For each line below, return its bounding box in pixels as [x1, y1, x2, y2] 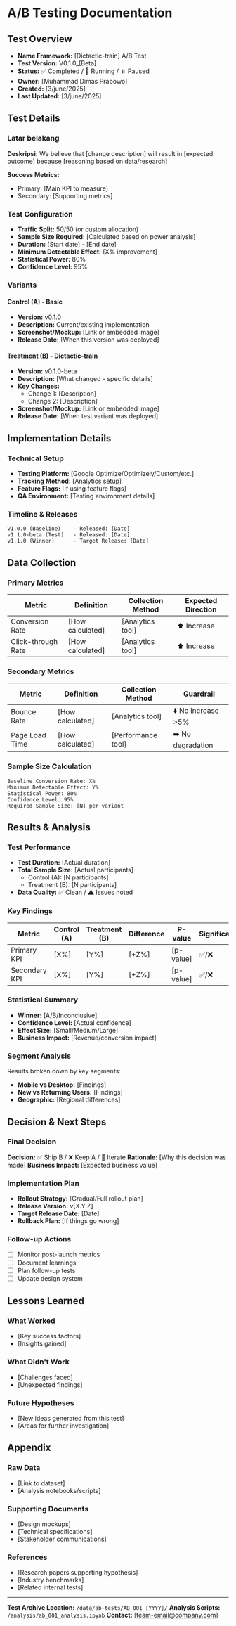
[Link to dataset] [17, 1478, 65, 1488]
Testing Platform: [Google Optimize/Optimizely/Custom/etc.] [17, 470, 195, 477]
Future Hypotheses [7, 1398, 74, 1407]
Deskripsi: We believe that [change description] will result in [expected [7, 149, 214, 157]
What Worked [7, 1316, 55, 1326]
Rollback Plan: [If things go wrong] [17, 1217, 119, 1225]
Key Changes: [17, 382, 60, 391]
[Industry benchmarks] [17, 1576, 84, 1585]
